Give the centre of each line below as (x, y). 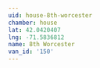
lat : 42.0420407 (34, 30)
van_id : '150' (31, 52)
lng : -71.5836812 (36, 37)
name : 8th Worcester (42, 45)
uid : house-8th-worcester (50, 15)
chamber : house (33, 23)
